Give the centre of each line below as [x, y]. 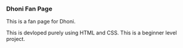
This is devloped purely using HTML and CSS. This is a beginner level [91, 33]
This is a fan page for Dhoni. [41, 22]
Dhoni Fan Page [29, 9]
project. [16, 39]
